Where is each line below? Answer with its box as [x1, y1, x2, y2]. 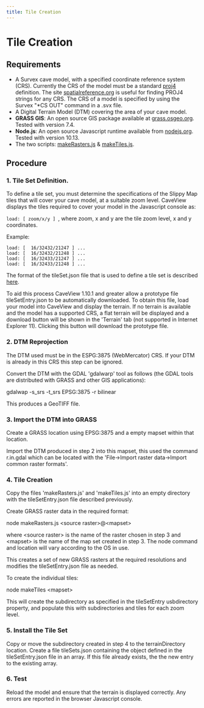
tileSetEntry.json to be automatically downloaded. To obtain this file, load [6, 296, 189, 304]
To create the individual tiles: [6, 574, 79, 582]
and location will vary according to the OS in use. [6, 544, 130, 552]
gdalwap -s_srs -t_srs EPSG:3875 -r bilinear [6, 388, 117, 395]
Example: [6, 233, 30, 241]
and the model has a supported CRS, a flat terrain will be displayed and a [6, 309, 189, 317]
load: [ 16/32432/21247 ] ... [6, 245, 86, 251]
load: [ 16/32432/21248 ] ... [6, 251, 86, 257]
